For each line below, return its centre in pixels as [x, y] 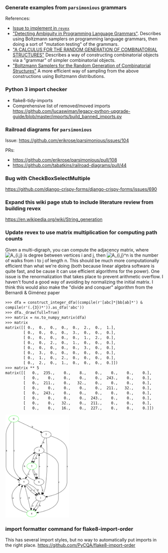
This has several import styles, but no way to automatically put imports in [81, 540]
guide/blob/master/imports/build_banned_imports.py [67, 116]
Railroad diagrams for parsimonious [49, 129]
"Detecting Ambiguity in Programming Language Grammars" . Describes [87, 34]
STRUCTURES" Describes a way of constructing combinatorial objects [86, 55]
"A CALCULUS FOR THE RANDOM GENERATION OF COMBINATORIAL [85, 50]
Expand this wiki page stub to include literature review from [79, 202]
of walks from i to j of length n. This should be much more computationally [82, 260]
